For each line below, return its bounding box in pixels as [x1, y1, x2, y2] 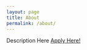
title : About [6, 15, 40, 21]
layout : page [6, 9, 40, 15]
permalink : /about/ [6, 20, 56, 26]
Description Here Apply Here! [6, 37, 81, 45]
